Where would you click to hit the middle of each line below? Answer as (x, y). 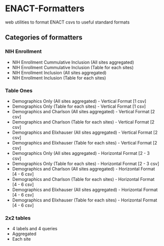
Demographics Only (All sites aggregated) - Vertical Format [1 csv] (79, 101)
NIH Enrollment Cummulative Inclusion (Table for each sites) (73, 67)
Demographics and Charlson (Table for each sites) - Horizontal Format (83, 179)
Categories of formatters (44, 37)
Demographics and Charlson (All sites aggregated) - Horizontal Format (83, 169)
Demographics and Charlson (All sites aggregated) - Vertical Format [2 (83, 111)
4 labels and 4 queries (35, 229)
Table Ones (19, 90)
